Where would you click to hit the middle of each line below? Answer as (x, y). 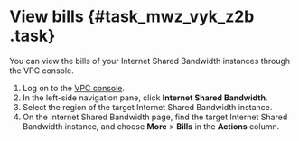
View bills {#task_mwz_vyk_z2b (132, 17)
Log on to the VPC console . (73, 88)
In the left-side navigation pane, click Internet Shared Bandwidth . (145, 98)
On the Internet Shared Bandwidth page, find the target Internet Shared (155, 117)
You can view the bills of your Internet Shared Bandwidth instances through (150, 61)
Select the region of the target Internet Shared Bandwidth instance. (147, 107)
